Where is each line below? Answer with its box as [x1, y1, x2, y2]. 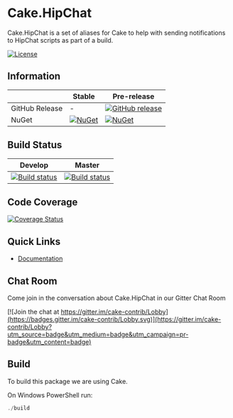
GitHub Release [11, 103, 63, 113]
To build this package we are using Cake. [7, 377, 128, 385]
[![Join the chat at [7, 307, 60, 316]
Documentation [17, 254, 63, 263]
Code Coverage [7, 196, 78, 208]
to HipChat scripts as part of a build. [7, 35, 114, 44]
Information [7, 70, 61, 82]
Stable [72, 91, 95, 101]
